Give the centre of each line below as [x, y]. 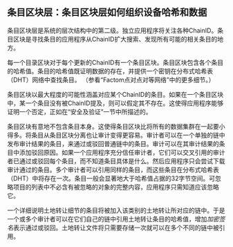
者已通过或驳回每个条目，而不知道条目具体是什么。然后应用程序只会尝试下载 [116, 161]
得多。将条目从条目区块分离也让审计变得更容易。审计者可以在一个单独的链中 [116, 135]
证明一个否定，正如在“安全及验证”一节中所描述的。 [80, 111]
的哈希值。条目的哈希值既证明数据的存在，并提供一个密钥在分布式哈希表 [110, 71]
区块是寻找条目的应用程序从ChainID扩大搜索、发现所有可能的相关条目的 [115, 39]
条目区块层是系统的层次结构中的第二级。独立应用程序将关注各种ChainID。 [112, 30]
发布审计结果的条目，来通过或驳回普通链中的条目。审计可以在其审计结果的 [113, 143]
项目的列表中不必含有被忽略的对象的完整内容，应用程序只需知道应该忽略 [116, 187]
